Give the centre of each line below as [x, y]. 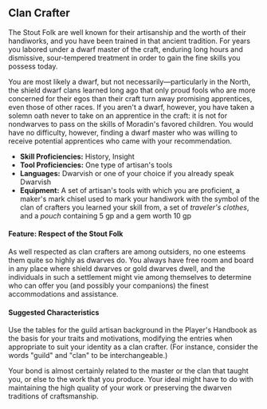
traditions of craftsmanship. [53, 396]
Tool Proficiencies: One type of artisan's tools [96, 165]
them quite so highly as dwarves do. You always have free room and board [131, 260]
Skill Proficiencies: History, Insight [77, 156]
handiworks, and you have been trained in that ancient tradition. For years [130, 41]
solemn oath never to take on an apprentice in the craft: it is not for [118, 116]
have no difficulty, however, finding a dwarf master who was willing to [123, 132]
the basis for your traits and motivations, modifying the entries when [120, 339]
